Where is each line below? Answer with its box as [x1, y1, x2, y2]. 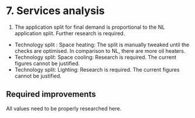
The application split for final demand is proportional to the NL [14, 23, 166, 31]
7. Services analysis [6, 4, 105, 18]
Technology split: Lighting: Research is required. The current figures [14, 66, 180, 73]
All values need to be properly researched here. [6, 104, 122, 112]
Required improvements [6, 89, 96, 99]
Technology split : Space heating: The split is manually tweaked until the [14, 41, 190, 48]
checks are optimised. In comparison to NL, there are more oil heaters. [14, 47, 186, 54]
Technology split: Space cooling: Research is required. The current [14, 53, 177, 60]
